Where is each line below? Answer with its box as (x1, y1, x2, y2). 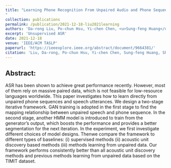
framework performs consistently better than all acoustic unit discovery (5, 147, 155, 153)
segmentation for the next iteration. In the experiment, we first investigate (5, 126, 159, 132)
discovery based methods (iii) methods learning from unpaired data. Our (5, 142, 157, 148)
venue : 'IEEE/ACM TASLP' (5, 41, 58, 46)
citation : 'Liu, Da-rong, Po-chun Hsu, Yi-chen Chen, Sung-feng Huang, (5, 50, 160, 55)
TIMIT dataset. (5, 158, 36, 164)
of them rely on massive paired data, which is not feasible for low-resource (5, 88, 163, 94)
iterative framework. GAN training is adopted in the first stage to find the (5, 104, 157, 110)
